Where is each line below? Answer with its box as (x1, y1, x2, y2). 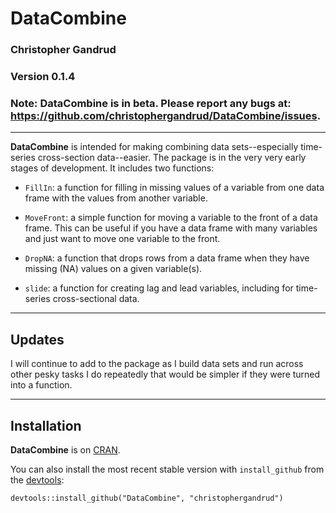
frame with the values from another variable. (24, 192, 208, 204)
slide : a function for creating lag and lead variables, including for (24, 282, 294, 294)
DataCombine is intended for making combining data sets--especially (10, 141, 299, 153)
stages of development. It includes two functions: (10, 162, 215, 174)
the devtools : (10, 473, 65, 486)
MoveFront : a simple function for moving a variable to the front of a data (24, 212, 318, 224)
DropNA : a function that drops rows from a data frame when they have (24, 252, 310, 264)
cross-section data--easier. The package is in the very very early (37, 152, 307, 164)
